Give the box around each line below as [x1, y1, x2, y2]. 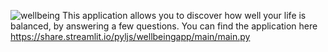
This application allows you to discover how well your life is [62, 10, 307, 21]
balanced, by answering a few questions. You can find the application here [10, 20, 318, 32]
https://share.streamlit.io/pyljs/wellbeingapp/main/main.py [10, 31, 251, 42]
